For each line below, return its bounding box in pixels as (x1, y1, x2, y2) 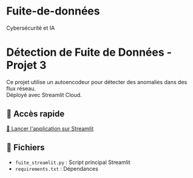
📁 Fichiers (6, 142, 45, 153)
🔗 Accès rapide (6, 109, 65, 119)
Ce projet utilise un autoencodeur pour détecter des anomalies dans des (6, 78, 188, 85)
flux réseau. (6, 85, 36, 92)
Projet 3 (6, 59, 47, 72)
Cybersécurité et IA (6, 24, 55, 31)
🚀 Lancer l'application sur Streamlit (6, 125, 94, 132)
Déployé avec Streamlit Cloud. (6, 91, 82, 98)
